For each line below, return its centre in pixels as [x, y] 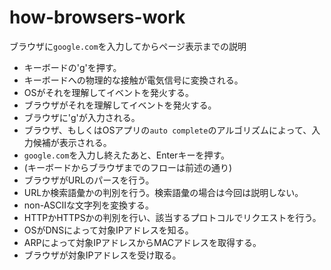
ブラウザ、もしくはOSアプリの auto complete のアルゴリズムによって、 [167, 130]
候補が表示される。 [72, 142]
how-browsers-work [97, 17]
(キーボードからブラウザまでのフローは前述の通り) [128, 167]
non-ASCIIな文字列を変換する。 [89, 205]
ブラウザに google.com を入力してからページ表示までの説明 [128, 46]
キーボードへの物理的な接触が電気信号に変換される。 [133, 80]
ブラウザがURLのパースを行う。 [89, 180]
